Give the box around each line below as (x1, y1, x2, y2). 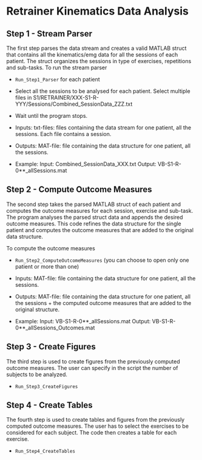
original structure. (15, 306, 60, 313)
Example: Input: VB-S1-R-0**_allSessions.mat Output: (15, 317, 151, 324)
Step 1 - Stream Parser (6, 29, 93, 39)
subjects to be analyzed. (6, 371, 68, 378)
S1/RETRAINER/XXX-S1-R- (33, 94, 99, 101)
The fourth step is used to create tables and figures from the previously (6, 416, 185, 424)
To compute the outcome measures (6, 244, 95, 252)
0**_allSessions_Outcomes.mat (15, 324, 95, 331)
